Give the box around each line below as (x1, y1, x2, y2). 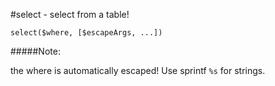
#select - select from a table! (10, 9, 130, 20)
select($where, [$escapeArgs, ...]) (10, 28, 163, 38)
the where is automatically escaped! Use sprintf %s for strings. (10, 65, 266, 76)
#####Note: (10, 45, 61, 57)
